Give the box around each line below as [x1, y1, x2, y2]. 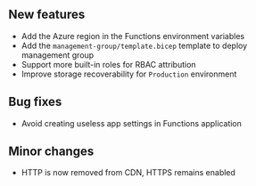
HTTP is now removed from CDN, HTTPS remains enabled [21, 167, 235, 178]
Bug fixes [8, 94, 62, 109]
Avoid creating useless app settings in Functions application [21, 117, 243, 128]
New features [8, 7, 86, 22]
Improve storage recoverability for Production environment [21, 69, 237, 79]
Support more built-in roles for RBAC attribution [21, 59, 197, 69]
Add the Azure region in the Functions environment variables [21, 30, 245, 41]
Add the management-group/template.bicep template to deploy [21, 40, 248, 51]
